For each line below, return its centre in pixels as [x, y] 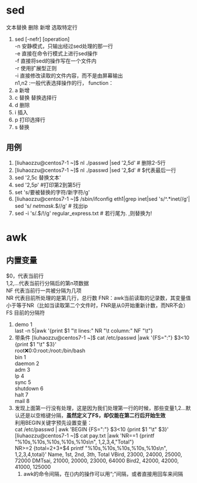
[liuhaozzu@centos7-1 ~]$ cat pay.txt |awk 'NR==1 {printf [84, 435]
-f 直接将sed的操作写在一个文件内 [56, 61]
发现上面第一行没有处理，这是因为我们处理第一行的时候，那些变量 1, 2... [100, 408]
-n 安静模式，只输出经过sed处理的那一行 [64, 46]
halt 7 [21, 395]
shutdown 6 [29, 388]
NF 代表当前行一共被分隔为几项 [44, 290]
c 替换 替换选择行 [36, 97]
